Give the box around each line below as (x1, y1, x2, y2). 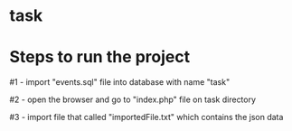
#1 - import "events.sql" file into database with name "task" (9, 77, 231, 88)
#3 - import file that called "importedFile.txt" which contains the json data (9, 112, 284, 123)
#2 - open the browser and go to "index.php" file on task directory (9, 94, 256, 105)
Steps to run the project (9, 47, 191, 68)
